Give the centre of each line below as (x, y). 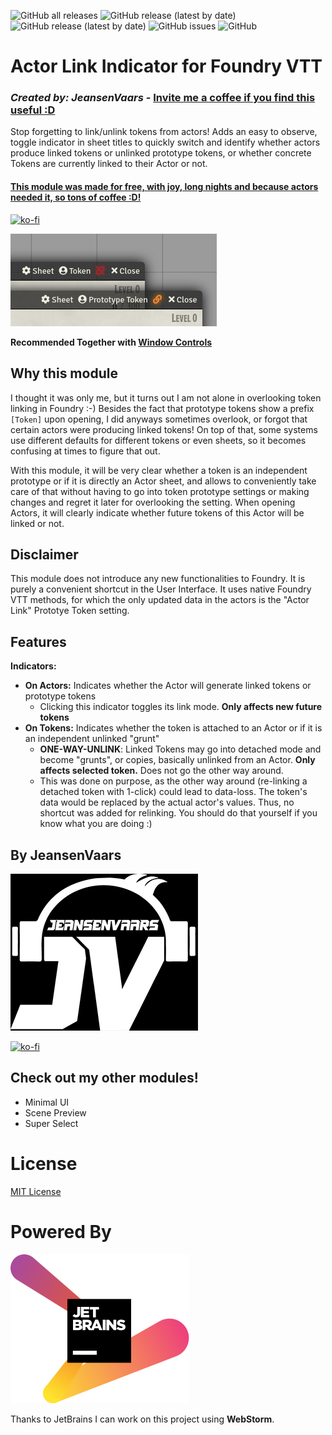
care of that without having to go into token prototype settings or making (160, 491)
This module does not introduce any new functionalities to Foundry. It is (158, 579)
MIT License (36, 1191)
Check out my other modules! (104, 1078)
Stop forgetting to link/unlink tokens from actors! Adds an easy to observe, (164, 132)
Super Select (51, 1123)
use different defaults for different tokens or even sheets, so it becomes (158, 440)
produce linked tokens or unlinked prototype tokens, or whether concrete (161, 153)
